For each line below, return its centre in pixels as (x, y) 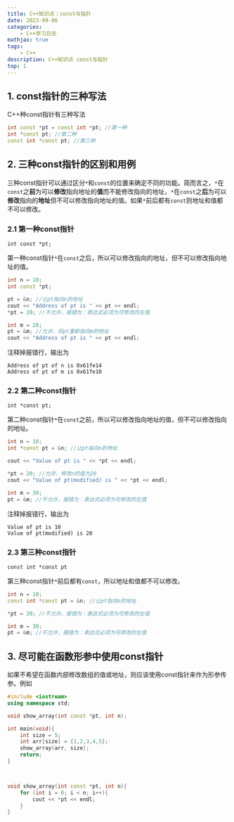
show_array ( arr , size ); (55, 748)
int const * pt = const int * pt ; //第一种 (67, 128)
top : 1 (17, 66)
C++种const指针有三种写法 (46, 115)
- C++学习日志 (39, 33)
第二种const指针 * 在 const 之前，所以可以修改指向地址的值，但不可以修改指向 (117, 419)
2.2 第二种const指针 (42, 391)
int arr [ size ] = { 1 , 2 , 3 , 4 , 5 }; (64, 742)
